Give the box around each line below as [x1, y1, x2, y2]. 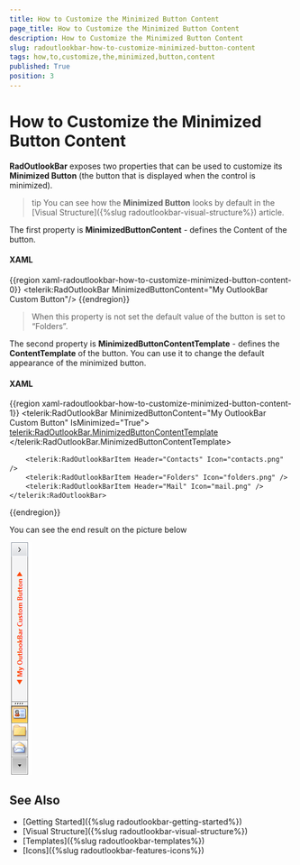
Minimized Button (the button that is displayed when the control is [9, 170, 256, 180]
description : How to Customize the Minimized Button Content [9, 33, 244, 42]
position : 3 [9, 72, 54, 81]
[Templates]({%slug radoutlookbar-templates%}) [22, 835, 205, 847]
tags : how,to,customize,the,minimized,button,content [9, 52, 216, 62]
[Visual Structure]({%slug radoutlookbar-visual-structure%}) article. [31, 207, 285, 217]
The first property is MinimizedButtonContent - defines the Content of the [9, 224, 287, 235]
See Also [9, 792, 60, 807]
